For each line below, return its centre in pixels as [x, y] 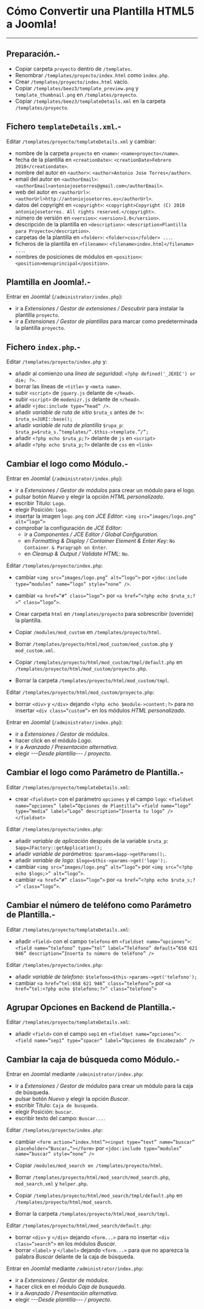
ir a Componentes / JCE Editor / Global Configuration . [91, 534]
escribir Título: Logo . [40, 503]
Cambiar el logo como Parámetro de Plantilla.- [95, 773]
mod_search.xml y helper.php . [52, 1184]
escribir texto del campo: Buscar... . [60, 1119]
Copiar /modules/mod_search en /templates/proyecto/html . [89, 1165]
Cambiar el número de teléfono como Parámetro [99, 905]
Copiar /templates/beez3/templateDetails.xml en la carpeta [90, 101]
